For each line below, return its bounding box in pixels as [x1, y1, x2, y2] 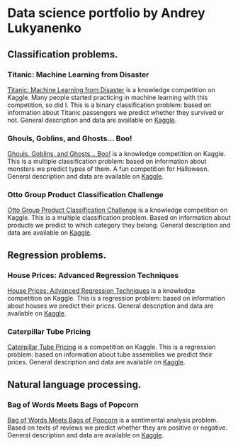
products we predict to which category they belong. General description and [7, 221, 231, 230]
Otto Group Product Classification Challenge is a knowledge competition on [7, 206, 228, 214]
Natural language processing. [7, 378, 142, 391]
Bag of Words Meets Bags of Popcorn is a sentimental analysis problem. [7, 416, 218, 425]
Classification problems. [7, 48, 118, 60]
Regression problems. [7, 249, 107, 261]
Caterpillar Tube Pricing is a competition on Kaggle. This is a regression [7, 342, 216, 352]
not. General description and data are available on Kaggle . [7, 116, 177, 124]
